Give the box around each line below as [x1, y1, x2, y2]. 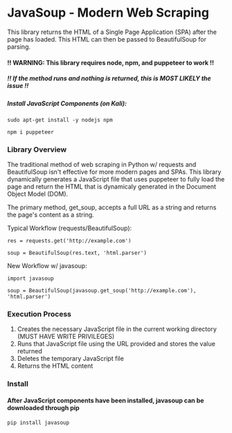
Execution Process [7, 310, 71, 319]
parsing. [7, 42, 31, 51]
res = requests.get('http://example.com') [7, 238, 132, 245]
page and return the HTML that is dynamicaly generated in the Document [7, 182, 217, 191]
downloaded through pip [7, 403, 80, 412]
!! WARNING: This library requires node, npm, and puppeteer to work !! [7, 58, 215, 67]
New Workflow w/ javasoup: [7, 262, 88, 270]
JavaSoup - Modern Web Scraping [7, 5, 210, 21]
